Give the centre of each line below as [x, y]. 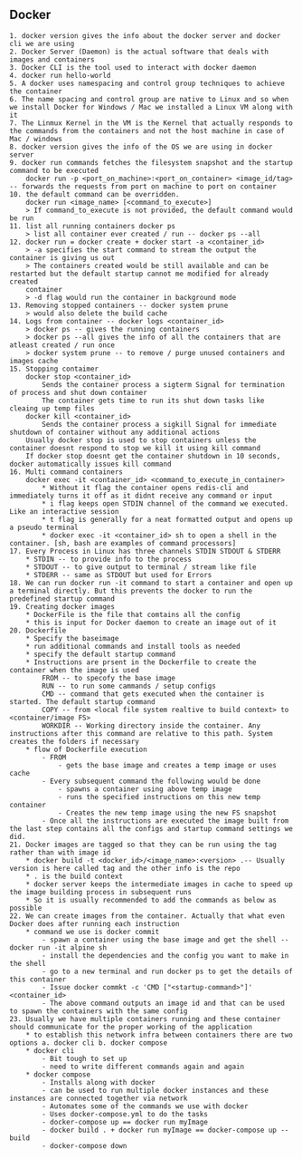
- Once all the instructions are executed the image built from [165, 821]
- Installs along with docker [99, 1082]
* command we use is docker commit [93, 932]
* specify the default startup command [101, 654]
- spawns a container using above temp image [145, 789]
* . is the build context [75, 876]
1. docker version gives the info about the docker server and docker [145, 35]
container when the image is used [75, 670]
